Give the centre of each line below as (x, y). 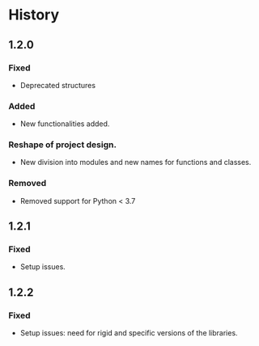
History (34, 15)
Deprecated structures (57, 85)
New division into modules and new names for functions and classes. (136, 162)
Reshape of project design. (63, 145)
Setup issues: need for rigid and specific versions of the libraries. (129, 333)
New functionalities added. (65, 124)
